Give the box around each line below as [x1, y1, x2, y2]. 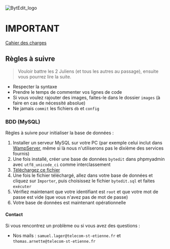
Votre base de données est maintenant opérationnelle [12, 200, 126, 206]
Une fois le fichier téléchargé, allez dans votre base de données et [12, 172, 153, 179]
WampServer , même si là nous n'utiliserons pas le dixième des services [12, 145, 164, 151]
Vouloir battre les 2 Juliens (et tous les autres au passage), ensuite [17, 68, 159, 74]
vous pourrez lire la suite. [17, 73, 72, 79]
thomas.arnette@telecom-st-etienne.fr [12, 239, 96, 244]
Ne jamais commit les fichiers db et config [12, 105, 100, 111]
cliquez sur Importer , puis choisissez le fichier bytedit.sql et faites [12, 178, 155, 184]
